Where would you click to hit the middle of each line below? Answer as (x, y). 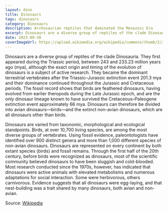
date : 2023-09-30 (23, 38)
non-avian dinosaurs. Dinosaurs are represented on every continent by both (83, 146)
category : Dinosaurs (27, 24)
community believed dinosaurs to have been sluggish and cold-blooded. (80, 161)
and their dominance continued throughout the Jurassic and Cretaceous (79, 83)
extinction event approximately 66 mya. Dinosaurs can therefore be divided (83, 104)
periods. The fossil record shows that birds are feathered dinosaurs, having (83, 88)
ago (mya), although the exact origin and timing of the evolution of (73, 67)
